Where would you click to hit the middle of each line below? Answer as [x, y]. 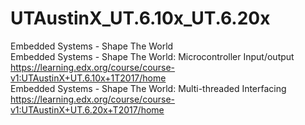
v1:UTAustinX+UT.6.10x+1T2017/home [88, 78]
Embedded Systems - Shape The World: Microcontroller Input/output [152, 56]
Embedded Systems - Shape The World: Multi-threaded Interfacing [148, 88]
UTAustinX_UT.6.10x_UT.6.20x [140, 18]
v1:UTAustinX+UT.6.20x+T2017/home [87, 109]
